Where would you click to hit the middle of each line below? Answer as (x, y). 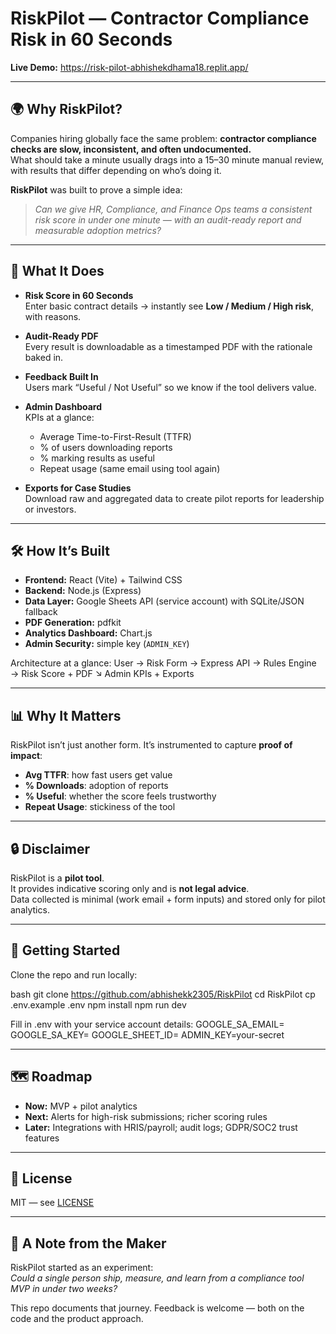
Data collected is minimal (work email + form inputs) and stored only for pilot (168, 899)
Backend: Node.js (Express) (83, 591)
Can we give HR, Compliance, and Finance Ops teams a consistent (173, 209)
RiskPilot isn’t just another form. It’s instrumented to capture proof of (151, 745)
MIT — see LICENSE (52, 1203)
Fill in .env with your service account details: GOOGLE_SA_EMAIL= (147, 1024)
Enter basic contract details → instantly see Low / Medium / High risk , (169, 306)
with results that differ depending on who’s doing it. (116, 170)
